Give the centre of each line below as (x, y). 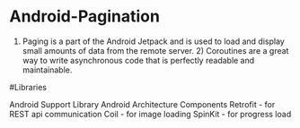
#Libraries (28, 87)
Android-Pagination (84, 17)
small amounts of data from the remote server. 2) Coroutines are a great (155, 50)
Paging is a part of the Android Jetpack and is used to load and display (153, 41)
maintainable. (47, 70)
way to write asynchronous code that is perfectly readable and (138, 60)
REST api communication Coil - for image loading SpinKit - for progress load (150, 114)
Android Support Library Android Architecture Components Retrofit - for (142, 104)
